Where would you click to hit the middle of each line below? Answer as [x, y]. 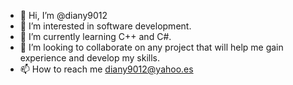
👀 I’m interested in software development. [105, 26]
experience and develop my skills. [90, 58]
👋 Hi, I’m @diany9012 [63, 15]
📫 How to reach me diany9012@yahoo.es [106, 69]
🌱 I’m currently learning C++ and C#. [95, 36]
